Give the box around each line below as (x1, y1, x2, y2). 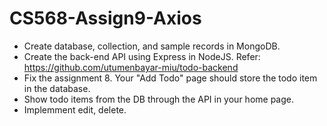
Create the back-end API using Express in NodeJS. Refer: (23, 50, 261, 62)
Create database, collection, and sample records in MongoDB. (23, 40, 281, 52)
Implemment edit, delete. (23, 103, 127, 116)
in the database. (23, 82, 91, 94)
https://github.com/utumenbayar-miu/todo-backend (23, 61, 239, 73)
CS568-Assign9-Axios (9, 7, 202, 30)
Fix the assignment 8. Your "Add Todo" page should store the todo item (23, 72, 318, 84)
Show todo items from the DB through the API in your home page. (23, 93, 294, 105)
